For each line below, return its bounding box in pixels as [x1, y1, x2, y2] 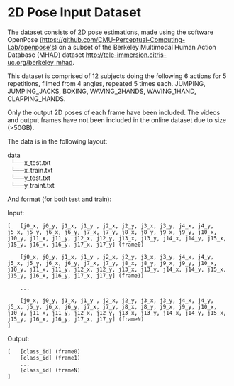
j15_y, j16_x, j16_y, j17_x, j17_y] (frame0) [7, 241, 144, 248]
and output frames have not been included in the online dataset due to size [7, 115, 227, 124]
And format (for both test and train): [7, 195, 112, 203]
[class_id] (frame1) [20, 354, 81, 361]
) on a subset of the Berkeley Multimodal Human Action [54, 43, 216, 51]
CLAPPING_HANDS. [7, 94, 66, 103]
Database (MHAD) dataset [7, 50, 84, 59]
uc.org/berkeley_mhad [7, 58, 73, 66]
